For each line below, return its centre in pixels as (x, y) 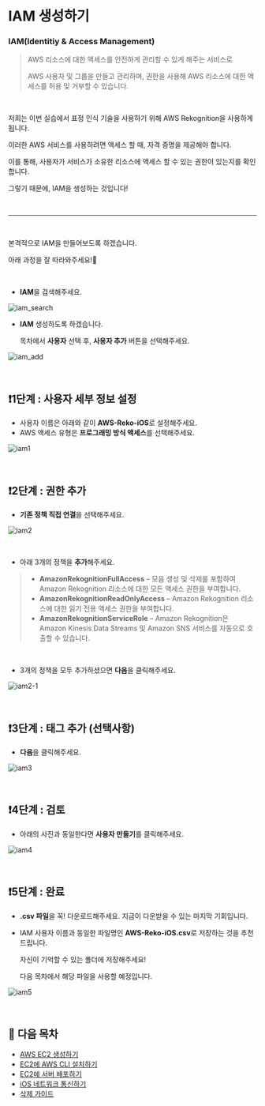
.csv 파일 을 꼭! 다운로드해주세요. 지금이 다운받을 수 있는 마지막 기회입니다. (134, 916)
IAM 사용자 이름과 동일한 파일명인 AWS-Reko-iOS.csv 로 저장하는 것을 (129, 932)
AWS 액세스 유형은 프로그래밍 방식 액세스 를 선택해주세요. (107, 433)
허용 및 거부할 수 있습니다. (88, 86)
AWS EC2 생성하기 (49, 1055)
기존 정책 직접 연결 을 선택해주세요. (72, 515)
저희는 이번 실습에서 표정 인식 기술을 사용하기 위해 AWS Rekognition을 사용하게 (131, 118)
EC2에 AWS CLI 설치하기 (58, 1064)
